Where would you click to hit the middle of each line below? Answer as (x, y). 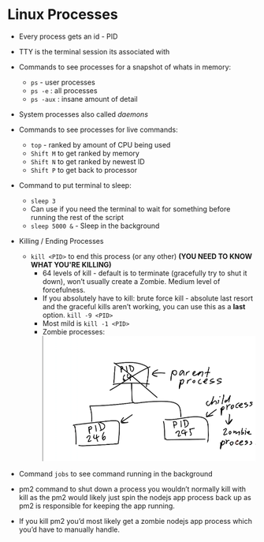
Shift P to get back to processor (84, 170)
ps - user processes (63, 82)
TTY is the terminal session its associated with (94, 51)
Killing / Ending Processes (61, 241)
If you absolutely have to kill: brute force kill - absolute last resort (148, 298)
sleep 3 (43, 201)
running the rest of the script (77, 217)
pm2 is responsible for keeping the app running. (97, 506)
